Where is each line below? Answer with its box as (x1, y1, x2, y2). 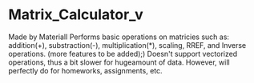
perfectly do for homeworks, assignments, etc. (8, 65, 163, 75)
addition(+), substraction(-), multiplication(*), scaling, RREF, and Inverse (8, 40, 247, 49)
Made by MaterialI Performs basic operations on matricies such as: (8, 32, 230, 41)
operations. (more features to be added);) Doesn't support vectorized (8, 49, 238, 58)
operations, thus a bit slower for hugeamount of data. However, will (8, 57, 230, 67)
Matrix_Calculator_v (8, 6, 143, 24)
